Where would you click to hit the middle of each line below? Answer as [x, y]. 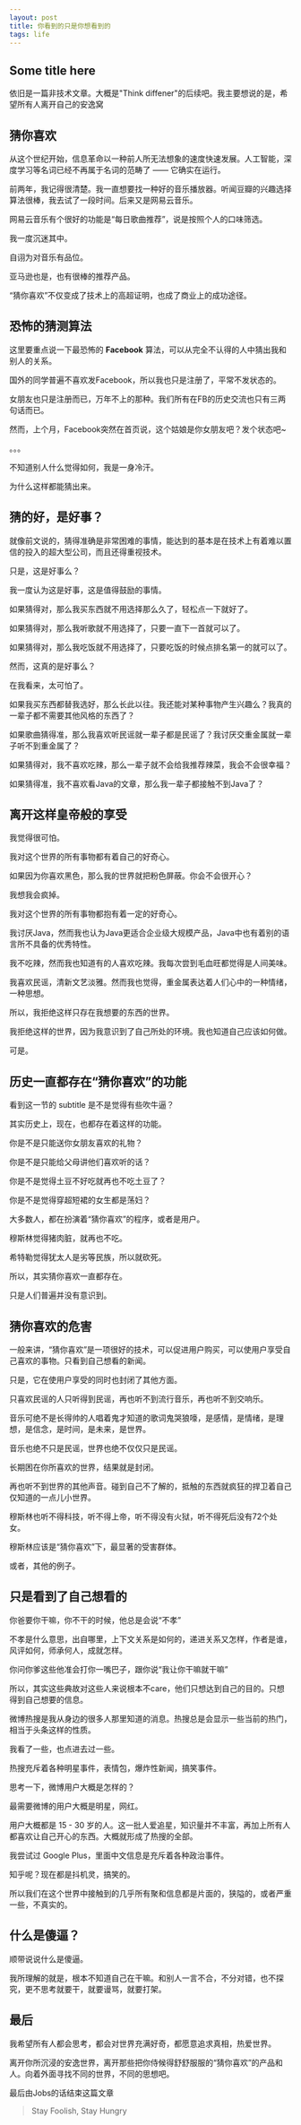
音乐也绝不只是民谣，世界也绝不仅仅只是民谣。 [95, 1448]
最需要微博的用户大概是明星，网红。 [76, 1806]
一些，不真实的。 [41, 1905]
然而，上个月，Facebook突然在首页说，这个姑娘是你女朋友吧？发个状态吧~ [148, 429]
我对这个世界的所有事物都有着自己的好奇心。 [92, 857]
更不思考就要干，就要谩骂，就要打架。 [95, 1989]
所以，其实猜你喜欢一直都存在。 [68, 1276]
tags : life [30, 34]
